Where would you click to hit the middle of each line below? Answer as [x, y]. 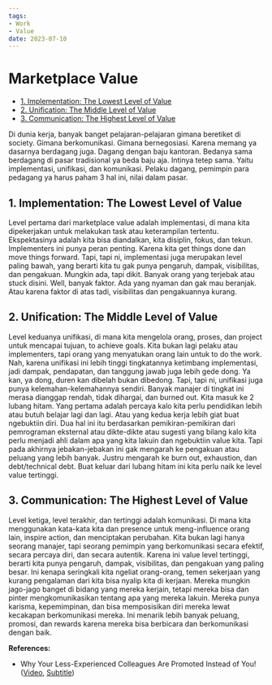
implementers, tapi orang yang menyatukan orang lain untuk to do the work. [135, 353]
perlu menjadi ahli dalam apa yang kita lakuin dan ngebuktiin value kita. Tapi [136, 440]
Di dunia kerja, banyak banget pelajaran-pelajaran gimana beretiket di [125, 134]
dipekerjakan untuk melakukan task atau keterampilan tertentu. [114, 231]
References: [30, 648]
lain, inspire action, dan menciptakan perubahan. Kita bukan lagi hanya [127, 537]
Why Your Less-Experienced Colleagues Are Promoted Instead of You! [138, 664]
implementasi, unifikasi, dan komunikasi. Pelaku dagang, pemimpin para [129, 169]
